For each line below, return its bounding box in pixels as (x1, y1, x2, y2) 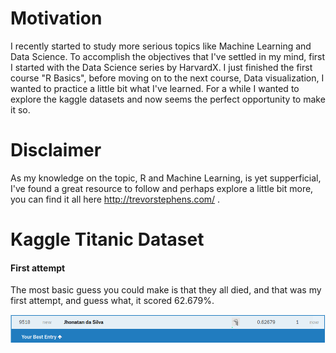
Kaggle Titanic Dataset (10, 228, 205, 251)
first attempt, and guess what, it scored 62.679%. (10, 295, 215, 307)
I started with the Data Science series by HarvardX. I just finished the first (10, 61, 313, 73)
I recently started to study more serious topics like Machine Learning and (10, 40, 312, 52)
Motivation (10, 7, 103, 30)
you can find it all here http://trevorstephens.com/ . (10, 193, 221, 205)
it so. (10, 103, 31, 116)
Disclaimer (10, 139, 102, 162)
